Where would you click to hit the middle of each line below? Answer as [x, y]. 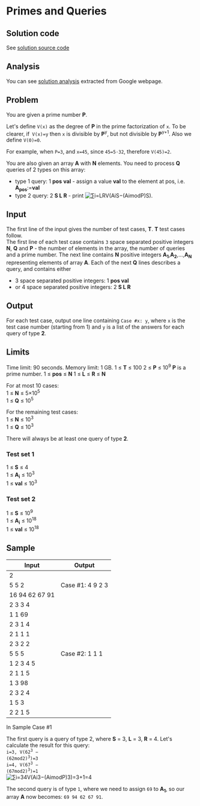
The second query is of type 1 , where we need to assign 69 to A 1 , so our [95, 789]
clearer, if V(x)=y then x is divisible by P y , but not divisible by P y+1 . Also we [99, 133]
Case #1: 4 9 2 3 [84, 585]
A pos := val [27, 189]
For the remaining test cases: [42, 412]
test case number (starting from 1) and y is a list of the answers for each [95, 327]
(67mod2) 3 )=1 [22, 770]
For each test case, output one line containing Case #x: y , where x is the [96, 320]
